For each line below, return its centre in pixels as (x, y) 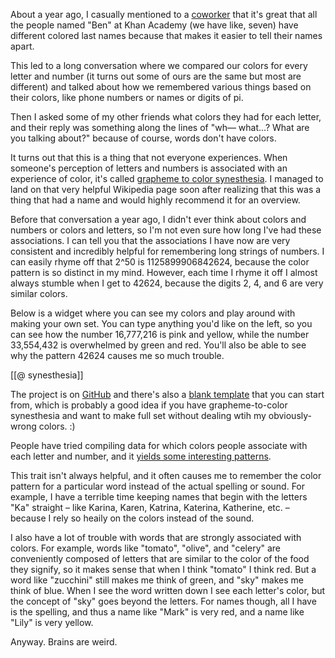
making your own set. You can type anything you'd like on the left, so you (161, 323)
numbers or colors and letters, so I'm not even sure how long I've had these (166, 230)
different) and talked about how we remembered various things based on (161, 87)
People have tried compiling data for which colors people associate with (159, 445)
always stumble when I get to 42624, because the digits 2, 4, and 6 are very (167, 283)
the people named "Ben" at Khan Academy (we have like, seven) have (154, 25)
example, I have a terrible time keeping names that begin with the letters (159, 497)
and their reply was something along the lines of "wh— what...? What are (160, 127)
